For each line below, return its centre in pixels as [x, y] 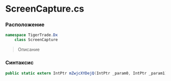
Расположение [25, 25]
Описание [28, 50]
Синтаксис [20, 63]
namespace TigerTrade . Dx [32, 35]
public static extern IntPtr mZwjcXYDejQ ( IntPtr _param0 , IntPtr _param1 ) [86, 73]
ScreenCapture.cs [45, 9]
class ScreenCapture [36, 40]
